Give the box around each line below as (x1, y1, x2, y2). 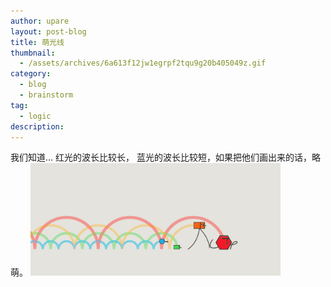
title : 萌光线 (10, 37, 65, 47)
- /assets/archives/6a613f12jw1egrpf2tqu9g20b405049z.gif (19, 58, 267, 69)
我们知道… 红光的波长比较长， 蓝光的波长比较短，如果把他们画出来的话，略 (10, 151, 321, 164)
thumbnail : (10, 48, 56, 58)
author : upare (10, 16, 70, 26)
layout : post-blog (10, 26, 87, 37)
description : (10, 121, 65, 132)
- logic (19, 111, 52, 121)
